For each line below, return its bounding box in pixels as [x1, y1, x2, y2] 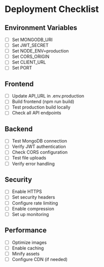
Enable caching [11, 245, 44, 251]
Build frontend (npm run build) [11, 98, 74, 104]
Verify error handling [11, 160, 55, 166]
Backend [4, 124, 33, 133]
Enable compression [11, 205, 54, 211]
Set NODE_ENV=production [11, 48, 69, 54]
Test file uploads [11, 155, 46, 161]
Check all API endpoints [11, 110, 61, 116]
